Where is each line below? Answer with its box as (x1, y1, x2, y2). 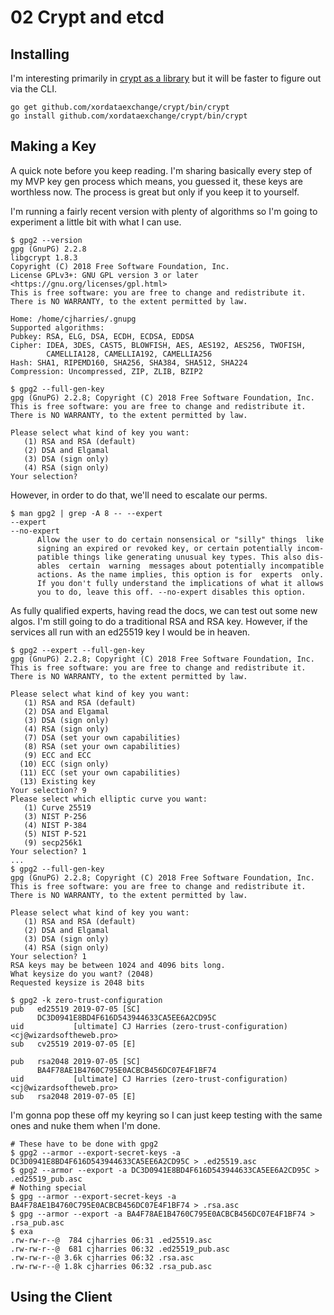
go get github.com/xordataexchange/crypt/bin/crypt (10, 102, 230, 112)
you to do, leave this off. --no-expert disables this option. (36, 587, 307, 597)
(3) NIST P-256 (23, 811, 87, 821)
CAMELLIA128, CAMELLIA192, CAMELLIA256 (46, 349, 213, 359)
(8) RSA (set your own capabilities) (23, 741, 182, 751)
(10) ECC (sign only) (19, 759, 110, 769)
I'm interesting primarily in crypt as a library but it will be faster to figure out (10, 72, 322, 84)
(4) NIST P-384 (23, 820, 87, 830)
